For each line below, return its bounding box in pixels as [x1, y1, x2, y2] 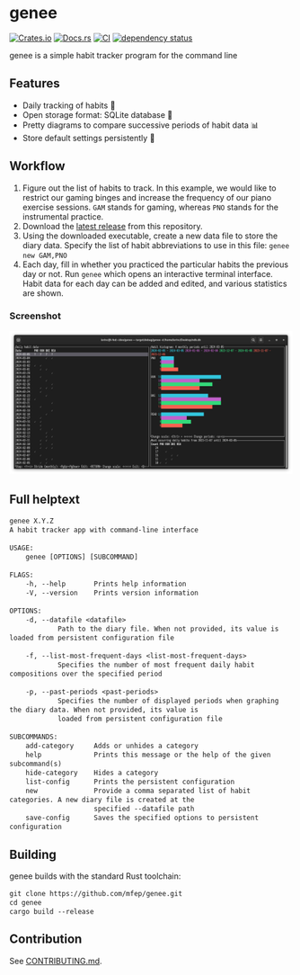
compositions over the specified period [9, 669, 163, 679]
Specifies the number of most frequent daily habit [57, 660, 255, 670]
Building [9, 846, 57, 862]
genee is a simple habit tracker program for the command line [9, 49, 238, 60]
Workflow [9, 158, 66, 174]
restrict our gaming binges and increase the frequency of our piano [22, 192, 272, 202]
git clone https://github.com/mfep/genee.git [9, 889, 182, 898]
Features [9, 76, 60, 92]
